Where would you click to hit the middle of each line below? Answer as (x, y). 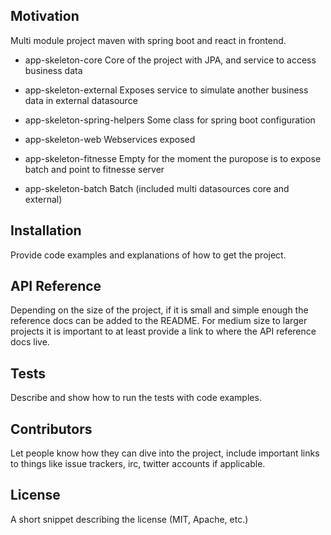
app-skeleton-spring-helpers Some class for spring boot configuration (170, 120)
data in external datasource (81, 100)
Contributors (51, 429)
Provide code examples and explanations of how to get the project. (148, 255)
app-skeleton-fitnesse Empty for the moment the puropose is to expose (173, 158)
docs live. (30, 342)
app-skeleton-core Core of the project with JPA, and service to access (170, 60)
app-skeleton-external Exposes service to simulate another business (166, 90)
